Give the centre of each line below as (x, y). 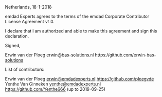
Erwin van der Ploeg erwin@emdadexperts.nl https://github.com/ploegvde (80, 79)
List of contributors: (25, 69)
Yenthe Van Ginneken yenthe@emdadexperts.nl (53, 84)
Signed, (13, 45)
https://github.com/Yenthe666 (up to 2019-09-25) (55, 89)
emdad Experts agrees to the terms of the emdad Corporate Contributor (77, 16)
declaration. (17, 36)
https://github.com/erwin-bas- (126, 55)
